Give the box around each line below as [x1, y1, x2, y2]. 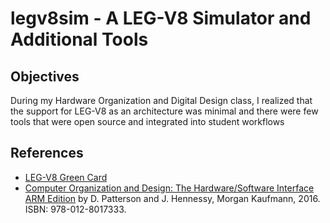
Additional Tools [10, 28, 149, 51]
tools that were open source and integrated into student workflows [10, 116, 285, 127]
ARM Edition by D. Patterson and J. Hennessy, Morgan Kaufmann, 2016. [24, 192, 321, 204]
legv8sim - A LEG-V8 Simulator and [10, 7, 312, 30]
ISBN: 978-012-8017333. [24, 203, 127, 215]
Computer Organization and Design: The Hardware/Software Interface [24, 182, 315, 194]
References [10, 145, 84, 162]
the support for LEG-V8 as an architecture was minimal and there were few [10, 105, 319, 117]
